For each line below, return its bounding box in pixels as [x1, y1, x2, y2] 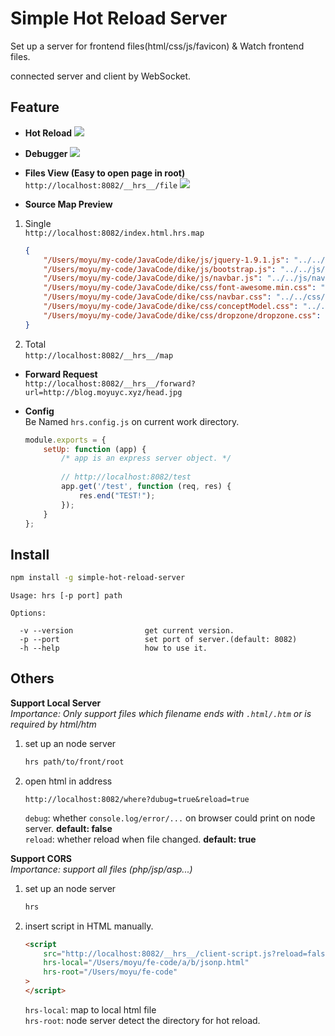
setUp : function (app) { [43, 444, 147, 454]
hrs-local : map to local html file [24, 1003, 157, 1016]
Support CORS [10, 852, 73, 864]
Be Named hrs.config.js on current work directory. [24, 415, 240, 427]
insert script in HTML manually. [24, 920, 154, 932]
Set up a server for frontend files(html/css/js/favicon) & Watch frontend [10, 40, 305, 52]
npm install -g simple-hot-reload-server [10, 573, 186, 583]
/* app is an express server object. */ [61, 453, 232, 464]
